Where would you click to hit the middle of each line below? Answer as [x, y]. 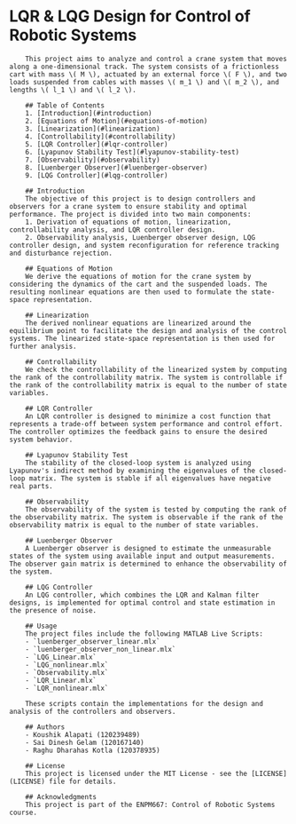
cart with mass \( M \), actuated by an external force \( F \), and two [148, 74]
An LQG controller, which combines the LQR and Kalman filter [142, 595]
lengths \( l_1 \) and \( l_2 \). [73, 90]
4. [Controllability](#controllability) [101, 136]
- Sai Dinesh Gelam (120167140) [85, 742]
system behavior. [41, 440]
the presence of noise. [53, 610]
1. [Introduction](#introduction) [89, 113]
